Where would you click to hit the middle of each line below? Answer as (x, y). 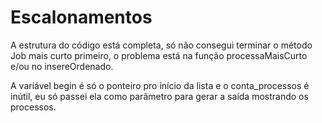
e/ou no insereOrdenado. (62, 66)
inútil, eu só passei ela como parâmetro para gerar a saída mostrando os (159, 96)
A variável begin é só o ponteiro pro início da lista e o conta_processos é (160, 85)
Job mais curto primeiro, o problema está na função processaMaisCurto (159, 55)
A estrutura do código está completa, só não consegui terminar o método (161, 45)
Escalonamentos (81, 17)
